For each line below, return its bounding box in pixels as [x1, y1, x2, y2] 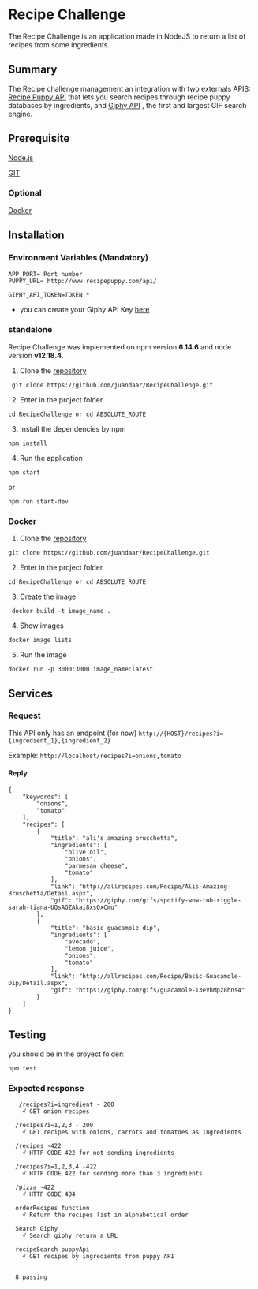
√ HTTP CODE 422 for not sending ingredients [22, 1149, 175, 1157]
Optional [8, 188, 42, 199]
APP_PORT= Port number [8, 270, 83, 278]
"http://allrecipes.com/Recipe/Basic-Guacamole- [78, 973, 242, 981]
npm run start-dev [8, 497, 69, 506]
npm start [8, 468, 41, 476]
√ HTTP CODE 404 [22, 1190, 77, 1198]
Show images [19, 621, 65, 630]
